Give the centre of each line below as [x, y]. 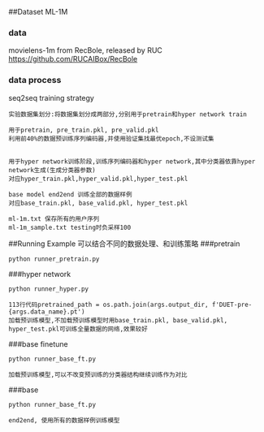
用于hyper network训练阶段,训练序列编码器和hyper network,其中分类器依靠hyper [132, 162]
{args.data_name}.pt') [47, 312]
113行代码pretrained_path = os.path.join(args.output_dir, [108, 305]
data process [35, 80]
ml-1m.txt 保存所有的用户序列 [54, 218]
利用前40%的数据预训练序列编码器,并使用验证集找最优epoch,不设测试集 [111, 138]
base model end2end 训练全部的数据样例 [70, 194]
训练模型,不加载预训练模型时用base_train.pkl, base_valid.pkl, [127, 320]
